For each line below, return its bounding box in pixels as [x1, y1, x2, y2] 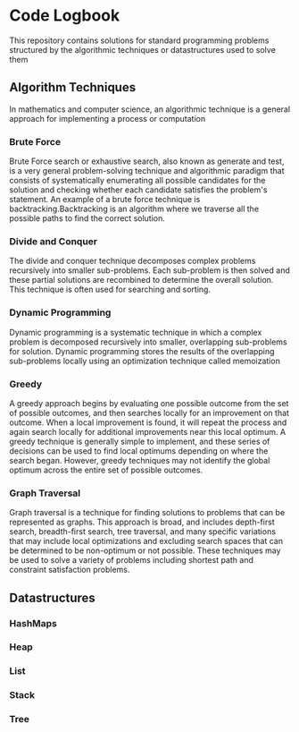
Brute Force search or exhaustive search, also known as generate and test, [9, 156, 285, 166]
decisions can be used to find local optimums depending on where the [9, 445, 269, 456]
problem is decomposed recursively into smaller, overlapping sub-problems [9, 336, 287, 347]
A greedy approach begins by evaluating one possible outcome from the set [9, 397, 289, 408]
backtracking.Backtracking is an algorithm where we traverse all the [9, 203, 260, 215]
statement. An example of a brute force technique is [9, 194, 201, 205]
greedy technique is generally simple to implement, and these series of [9, 436, 270, 447]
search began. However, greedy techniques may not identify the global [9, 455, 270, 465]
